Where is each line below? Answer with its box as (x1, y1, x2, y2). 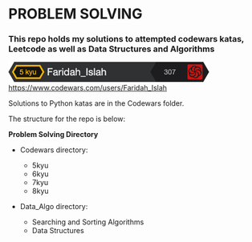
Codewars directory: (19, 145, 88, 155)
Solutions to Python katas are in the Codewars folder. (8, 99, 185, 108)
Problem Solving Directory (8, 130, 99, 139)
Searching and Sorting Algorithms (31, 217, 144, 227)
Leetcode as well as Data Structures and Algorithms (8, 43, 215, 54)
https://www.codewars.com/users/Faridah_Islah (8, 83, 167, 93)
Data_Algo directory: (19, 202, 88, 212)
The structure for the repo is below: (8, 114, 126, 124)
